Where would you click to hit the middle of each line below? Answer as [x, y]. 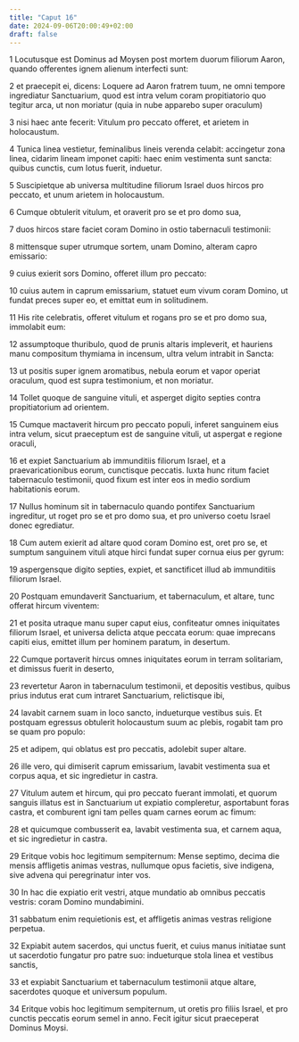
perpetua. [27, 929]
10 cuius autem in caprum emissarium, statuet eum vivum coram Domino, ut [149, 291]
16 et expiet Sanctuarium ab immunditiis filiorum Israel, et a [117, 461]
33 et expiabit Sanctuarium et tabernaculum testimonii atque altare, [133, 982]
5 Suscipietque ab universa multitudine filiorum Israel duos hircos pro [137, 186]
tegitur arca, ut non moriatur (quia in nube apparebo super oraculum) [136, 105]
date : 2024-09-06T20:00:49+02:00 [71, 26]
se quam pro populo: [47, 732]
